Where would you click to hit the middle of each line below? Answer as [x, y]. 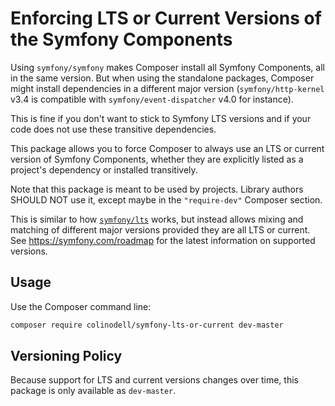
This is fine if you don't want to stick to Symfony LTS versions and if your [161, 118]
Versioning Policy [66, 356]
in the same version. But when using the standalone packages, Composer [162, 78]
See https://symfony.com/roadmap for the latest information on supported [163, 240]
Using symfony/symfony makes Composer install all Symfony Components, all [167, 67]
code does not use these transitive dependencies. [113, 129]
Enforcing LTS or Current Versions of [166, 18]
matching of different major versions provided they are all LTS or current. [160, 229]
